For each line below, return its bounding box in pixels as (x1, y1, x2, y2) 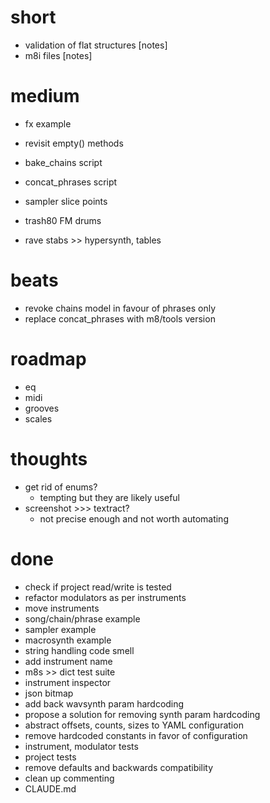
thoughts (10, 447, 88, 470)
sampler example (24, 623, 97, 635)
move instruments (24, 602, 100, 614)
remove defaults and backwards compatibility (24, 761, 214, 773)
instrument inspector (24, 676, 112, 688)
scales (24, 412, 53, 425)
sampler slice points (24, 195, 108, 207)
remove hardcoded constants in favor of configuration (24, 729, 248, 741)
